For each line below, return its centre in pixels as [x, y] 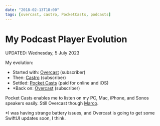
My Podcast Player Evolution [66, 39]
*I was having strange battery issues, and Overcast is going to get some [80, 113]
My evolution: [19, 62]
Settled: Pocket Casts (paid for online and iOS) [60, 83]
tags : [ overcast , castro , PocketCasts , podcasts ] [58, 14]
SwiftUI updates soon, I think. [36, 118]
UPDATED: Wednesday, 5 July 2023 [42, 53]
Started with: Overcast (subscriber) [49, 72]
